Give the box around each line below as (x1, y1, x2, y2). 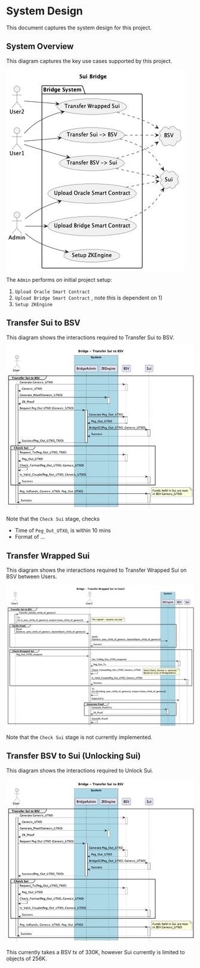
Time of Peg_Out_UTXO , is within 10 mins (14, 527, 111, 534)
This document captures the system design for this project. (6, 24, 152, 31)
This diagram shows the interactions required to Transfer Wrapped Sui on (6, 566, 187, 574)
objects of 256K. (6, 955, 47, 962)
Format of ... (14, 533, 45, 541)
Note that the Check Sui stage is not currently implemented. (6, 734, 153, 741)
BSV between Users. (6, 573, 57, 580)
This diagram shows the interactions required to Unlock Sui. (6, 767, 153, 774)
